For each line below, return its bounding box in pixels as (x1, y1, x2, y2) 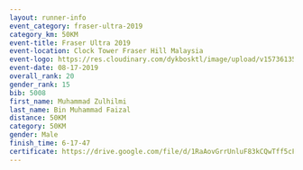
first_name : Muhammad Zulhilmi (9, 96, 127, 106)
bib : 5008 (9, 88, 47, 97)
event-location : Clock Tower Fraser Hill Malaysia (9, 47, 204, 56)
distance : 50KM (9, 113, 67, 122)
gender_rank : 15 (9, 80, 70, 89)
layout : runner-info (9, 13, 87, 22)
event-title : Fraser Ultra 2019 (9, 38, 131, 48)
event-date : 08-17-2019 (9, 64, 99, 73)
